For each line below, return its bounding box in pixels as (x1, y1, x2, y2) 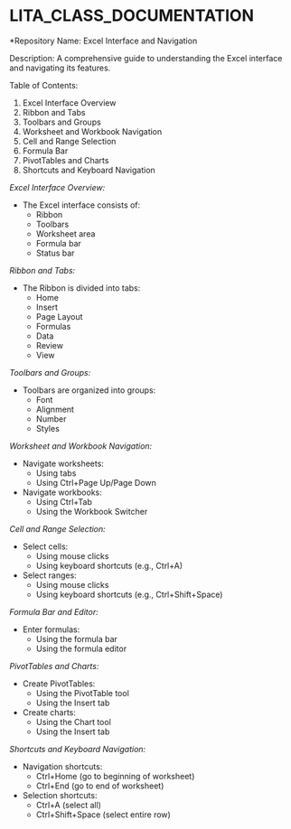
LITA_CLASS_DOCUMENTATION (9, 5, 255, 26)
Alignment (35, 404, 75, 414)
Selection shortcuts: (22, 789, 98, 800)
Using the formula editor (35, 643, 127, 654)
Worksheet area (35, 228, 96, 239)
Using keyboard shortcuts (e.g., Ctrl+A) (35, 560, 183, 571)
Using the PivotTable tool (35, 687, 129, 698)
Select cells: (22, 541, 69, 552)
